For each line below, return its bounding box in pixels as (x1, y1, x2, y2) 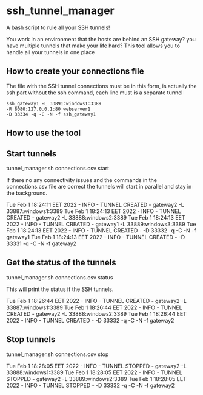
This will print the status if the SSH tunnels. (6, 285, 114, 293)
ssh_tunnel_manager (6, 4, 115, 18)
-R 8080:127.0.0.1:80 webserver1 (6, 106, 91, 112)
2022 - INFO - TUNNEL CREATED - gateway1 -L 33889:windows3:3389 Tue (6, 220, 196, 228)
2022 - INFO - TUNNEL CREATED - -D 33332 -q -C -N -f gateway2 (6, 316, 175, 324)
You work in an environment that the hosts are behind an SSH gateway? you (6, 35, 196, 43)
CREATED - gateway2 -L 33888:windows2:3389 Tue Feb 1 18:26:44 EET (6, 310, 187, 317)
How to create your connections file (6, 66, 144, 77)
